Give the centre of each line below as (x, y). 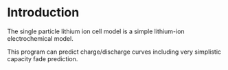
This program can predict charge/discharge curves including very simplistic (114, 52)
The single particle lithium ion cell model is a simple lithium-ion (96, 31)
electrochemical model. (40, 38)
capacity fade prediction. (43, 58)
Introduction (43, 13)
